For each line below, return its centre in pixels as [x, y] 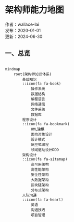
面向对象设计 [42, 134]
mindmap [13, 69]
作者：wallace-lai [22, 24]
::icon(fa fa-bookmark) [46, 124]
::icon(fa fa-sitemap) [45, 159]
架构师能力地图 [35, 10]
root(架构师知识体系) [33, 74]
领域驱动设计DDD [45, 150]
